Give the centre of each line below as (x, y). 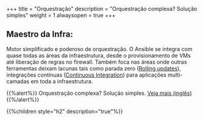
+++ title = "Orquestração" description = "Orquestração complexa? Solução (102, 9)
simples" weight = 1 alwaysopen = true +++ (61, 15)
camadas (18, 81)
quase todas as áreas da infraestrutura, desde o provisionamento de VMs (98, 55)
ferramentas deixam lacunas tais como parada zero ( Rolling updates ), (94, 68)
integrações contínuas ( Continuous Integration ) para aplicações (86, 75)
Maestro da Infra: (40, 34)
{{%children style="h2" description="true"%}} (65, 111)
